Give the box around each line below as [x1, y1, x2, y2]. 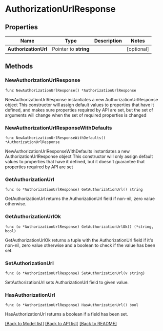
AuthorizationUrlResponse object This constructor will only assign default [5, 153, 153, 159]
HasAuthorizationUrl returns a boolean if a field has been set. [5, 311, 128, 317]
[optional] [126, 45, 149, 52]
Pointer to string [52, 45, 90, 52]
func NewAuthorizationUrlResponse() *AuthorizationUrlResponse [5, 88, 137, 93]
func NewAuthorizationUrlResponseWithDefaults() [5, 135, 106, 140]
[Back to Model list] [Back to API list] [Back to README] [5, 321, 117, 327]
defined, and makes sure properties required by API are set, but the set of [5, 107, 154, 113]
